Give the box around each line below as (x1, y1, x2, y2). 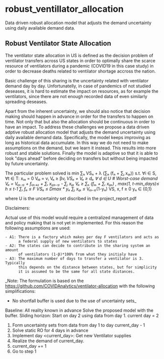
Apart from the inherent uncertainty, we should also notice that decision (5, 108, 151, 114)
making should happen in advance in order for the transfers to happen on (5, 113, 154, 119)
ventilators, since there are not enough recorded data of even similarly (5, 93, 147, 99)
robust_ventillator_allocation (5, 3, 124, 15)
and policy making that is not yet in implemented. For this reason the (5, 219, 143, 225)
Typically (5, 260, 26, 265)
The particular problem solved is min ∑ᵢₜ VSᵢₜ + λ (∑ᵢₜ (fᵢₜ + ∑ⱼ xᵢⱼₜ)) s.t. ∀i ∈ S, (5, 170, 157, 176)
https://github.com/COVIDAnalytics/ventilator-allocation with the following (5, 283, 155, 289)
